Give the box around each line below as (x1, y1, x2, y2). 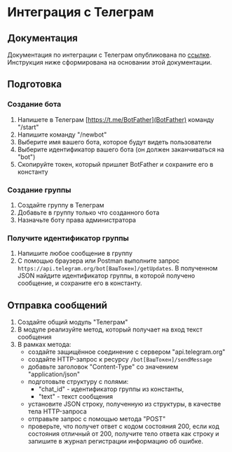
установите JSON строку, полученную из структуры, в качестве (27, 400, 221, 409)
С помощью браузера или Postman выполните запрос (17, 256, 180, 265)
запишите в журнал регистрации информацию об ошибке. (27, 437, 204, 446)
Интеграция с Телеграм (7, 4, 154, 20)
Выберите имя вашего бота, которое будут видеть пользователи (17, 137, 212, 146)
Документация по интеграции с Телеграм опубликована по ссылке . (7, 50, 212, 59)
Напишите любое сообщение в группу (17, 249, 133, 258)
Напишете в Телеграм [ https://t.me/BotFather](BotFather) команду (17, 115, 214, 123)
